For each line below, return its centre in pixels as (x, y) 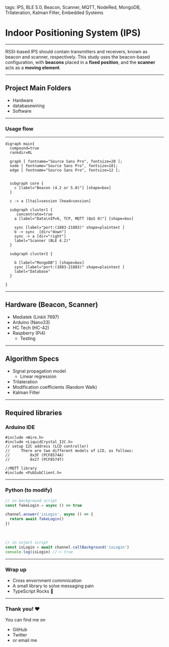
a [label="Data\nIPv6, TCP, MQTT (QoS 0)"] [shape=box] (74, 219)
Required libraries (34, 413)
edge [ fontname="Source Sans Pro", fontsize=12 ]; (65, 171)
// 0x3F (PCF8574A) (35, 455)
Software (22, 111)
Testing (28, 338)
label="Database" (32, 272)
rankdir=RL (21, 153)
